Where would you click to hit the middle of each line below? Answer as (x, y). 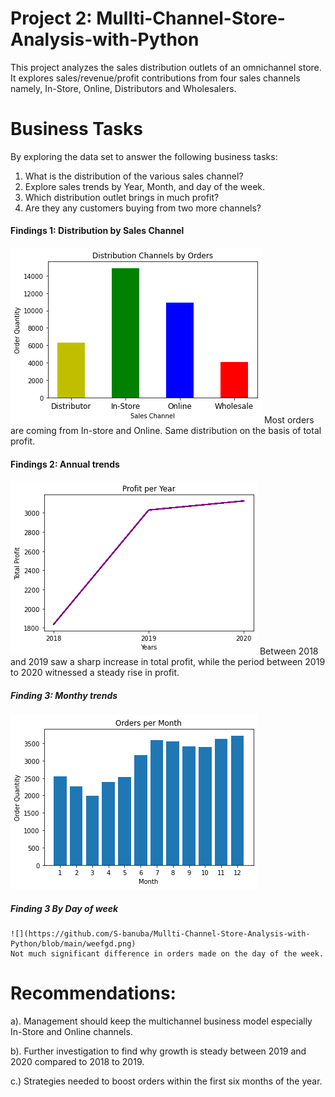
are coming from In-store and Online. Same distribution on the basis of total (166, 431)
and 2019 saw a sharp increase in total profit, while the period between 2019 (168, 662)
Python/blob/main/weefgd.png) (73, 944)
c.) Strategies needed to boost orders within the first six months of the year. (166, 1081)
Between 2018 (289, 651)
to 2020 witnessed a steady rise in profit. (95, 673)
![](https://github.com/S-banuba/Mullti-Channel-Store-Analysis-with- (160, 934)
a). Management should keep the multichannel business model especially (161, 1021)
